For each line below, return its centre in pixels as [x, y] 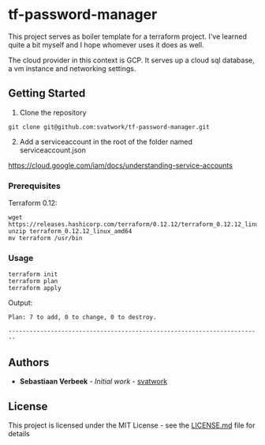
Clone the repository [53, 112]
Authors [29, 362]
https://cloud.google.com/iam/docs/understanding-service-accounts [120, 165]
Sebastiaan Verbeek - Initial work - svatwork [93, 382]
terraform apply [35, 288]
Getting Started [47, 94]
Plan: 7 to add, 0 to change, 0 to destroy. [82, 318]
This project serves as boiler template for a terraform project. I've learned [127, 36]
